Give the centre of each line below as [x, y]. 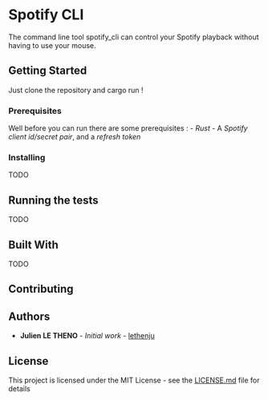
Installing [27, 157]
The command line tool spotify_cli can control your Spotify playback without [134, 37]
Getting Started [48, 71]
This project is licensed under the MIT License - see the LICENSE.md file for [134, 380]
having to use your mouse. [52, 45]
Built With [33, 245]
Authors [29, 316]
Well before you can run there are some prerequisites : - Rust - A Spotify [128, 128]
